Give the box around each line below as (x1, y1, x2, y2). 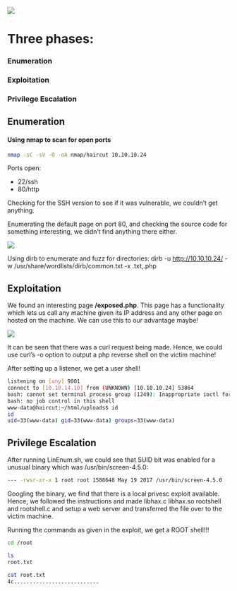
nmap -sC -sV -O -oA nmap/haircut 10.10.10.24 (7, 151, 147, 158)
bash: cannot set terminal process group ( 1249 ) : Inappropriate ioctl (7, 390, 219, 398)
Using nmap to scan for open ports (7, 135, 111, 144)
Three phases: (7, 31, 94, 47)
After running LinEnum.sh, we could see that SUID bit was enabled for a (7, 455, 216, 464)
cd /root (7, 539, 33, 547)
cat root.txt (7, 571, 46, 578)
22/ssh (17, 177, 38, 186)
